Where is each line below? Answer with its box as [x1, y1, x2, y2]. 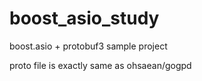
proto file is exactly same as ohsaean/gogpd [9, 59, 192, 71]
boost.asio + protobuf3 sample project [9, 40, 168, 52]
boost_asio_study [9, 7, 160, 30]
